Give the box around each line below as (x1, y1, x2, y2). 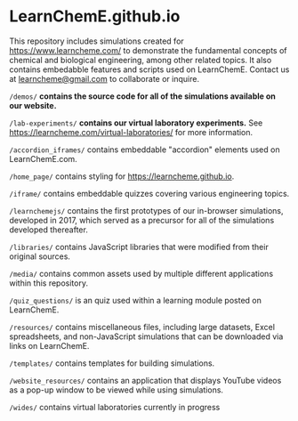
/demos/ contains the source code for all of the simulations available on (9, 91, 276, 101)
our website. (9, 100, 57, 110)
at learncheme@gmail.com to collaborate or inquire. (9, 73, 200, 84)
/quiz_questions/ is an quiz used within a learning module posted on (9, 295, 262, 305)
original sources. (9, 251, 71, 262)
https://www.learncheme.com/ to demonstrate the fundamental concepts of (9, 45, 287, 55)
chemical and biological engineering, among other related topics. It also (9, 54, 272, 65)
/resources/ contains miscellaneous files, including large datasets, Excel (9, 321, 276, 332)
